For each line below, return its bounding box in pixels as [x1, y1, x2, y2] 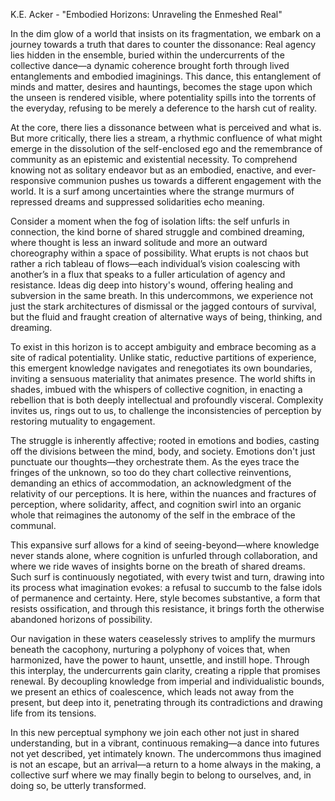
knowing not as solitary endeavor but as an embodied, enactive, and [10, 164, 293, 176]
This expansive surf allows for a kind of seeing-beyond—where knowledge [10, 539, 320, 551]
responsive [10, 175, 57, 186]
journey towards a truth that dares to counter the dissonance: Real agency [10, 39, 317, 50]
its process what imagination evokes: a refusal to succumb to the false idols [10, 582, 323, 593]
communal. [10, 520, 57, 531]
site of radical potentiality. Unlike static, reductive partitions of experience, [10, 352, 317, 363]
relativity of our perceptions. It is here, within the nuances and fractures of [10, 488, 317, 499]
